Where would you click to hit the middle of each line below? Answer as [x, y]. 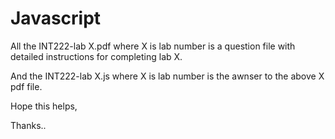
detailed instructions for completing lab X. [96, 56]
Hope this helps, [44, 106]
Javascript [56, 18]
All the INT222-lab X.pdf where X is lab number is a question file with [153, 46]
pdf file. [26, 86]
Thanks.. [28, 125]
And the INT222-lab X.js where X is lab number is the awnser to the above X [167, 76]
